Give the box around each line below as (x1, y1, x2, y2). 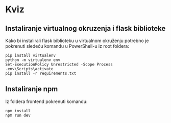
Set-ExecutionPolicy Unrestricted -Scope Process (5, 62, 113, 67)
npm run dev (5, 113, 31, 118)
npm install (5, 108, 31, 113)
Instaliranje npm (5, 85, 58, 93)
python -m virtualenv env (5, 57, 60, 63)
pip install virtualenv (5, 53, 56, 58)
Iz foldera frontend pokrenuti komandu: (5, 98, 88, 105)
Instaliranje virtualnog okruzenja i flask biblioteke (5, 24, 166, 33)
